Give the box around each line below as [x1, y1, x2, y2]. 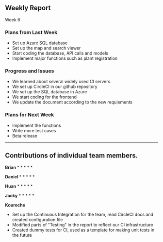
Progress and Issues [5, 68, 54, 74]
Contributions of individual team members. [5, 152, 138, 160]
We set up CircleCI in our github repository [12, 84, 98, 89]
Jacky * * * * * [5, 192, 34, 198]
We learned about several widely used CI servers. [12, 79, 112, 85]
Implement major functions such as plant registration [12, 55, 118, 61]
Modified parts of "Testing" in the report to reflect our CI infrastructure [12, 222, 154, 227]
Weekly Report [5, 4, 51, 12]
